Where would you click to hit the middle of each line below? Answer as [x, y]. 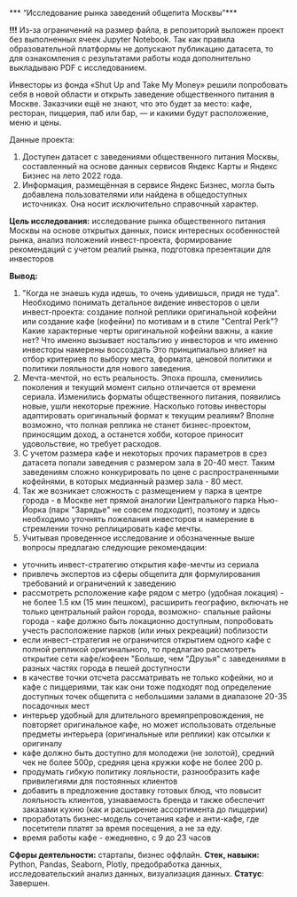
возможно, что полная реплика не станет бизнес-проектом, [137, 425]
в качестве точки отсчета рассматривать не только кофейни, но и [148, 678]
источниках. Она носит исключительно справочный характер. [140, 204]
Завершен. [30, 883]
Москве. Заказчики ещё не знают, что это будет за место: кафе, [131, 104]
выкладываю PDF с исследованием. [78, 67]
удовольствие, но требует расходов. [92, 444]
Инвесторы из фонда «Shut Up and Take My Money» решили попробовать [148, 85]
